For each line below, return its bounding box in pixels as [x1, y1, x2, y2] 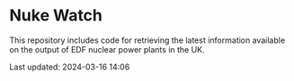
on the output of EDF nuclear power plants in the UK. [9, 44, 205, 54]
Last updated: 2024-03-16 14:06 [9, 61, 130, 72]
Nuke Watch [9, 5, 103, 26]
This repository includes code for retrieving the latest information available [9, 35, 286, 45]
